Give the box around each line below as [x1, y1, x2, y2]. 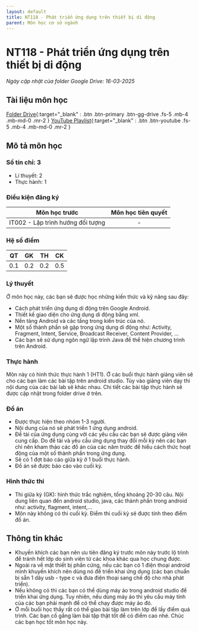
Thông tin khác [6, 533, 64, 543]
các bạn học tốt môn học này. [14, 619, 88, 626]
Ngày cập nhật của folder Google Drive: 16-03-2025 [6, 78, 135, 85]
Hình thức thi [6, 477, 45, 485]
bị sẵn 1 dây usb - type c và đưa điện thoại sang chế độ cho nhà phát [14, 575, 184, 582]
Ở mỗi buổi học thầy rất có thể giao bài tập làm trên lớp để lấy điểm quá [14, 606, 190, 613]
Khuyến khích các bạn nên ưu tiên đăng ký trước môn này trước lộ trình [14, 549, 189, 556]
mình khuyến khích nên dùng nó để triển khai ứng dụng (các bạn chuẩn [14, 568, 190, 575]
